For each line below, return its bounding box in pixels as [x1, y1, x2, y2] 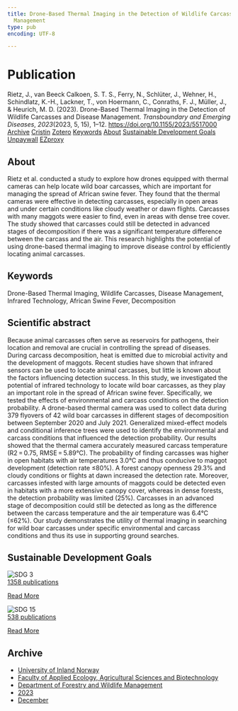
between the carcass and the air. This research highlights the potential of [7, 235, 221, 243]
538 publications [7, 613, 57, 621]
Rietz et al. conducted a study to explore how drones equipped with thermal [7, 175, 229, 183]
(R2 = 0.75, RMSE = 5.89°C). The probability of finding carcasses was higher [7, 449, 229, 457]
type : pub [7, 23, 37, 30]
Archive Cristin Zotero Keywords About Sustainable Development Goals [7, 128, 216, 137]
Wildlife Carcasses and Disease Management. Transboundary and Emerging [7, 112, 231, 121]
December [17, 696, 49, 705]
